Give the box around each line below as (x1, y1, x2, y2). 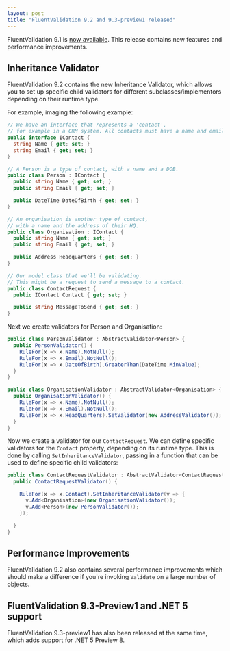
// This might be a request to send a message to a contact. (7, 279, 186, 285)
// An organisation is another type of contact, (7, 216, 149, 222)
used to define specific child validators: (7, 459, 118, 467)
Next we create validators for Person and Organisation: (7, 322, 162, 331)
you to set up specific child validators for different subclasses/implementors (7, 88, 222, 96)
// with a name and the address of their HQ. (7, 222, 139, 229)
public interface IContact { (7, 134, 90, 141)
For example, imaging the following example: (7, 108, 133, 116)
